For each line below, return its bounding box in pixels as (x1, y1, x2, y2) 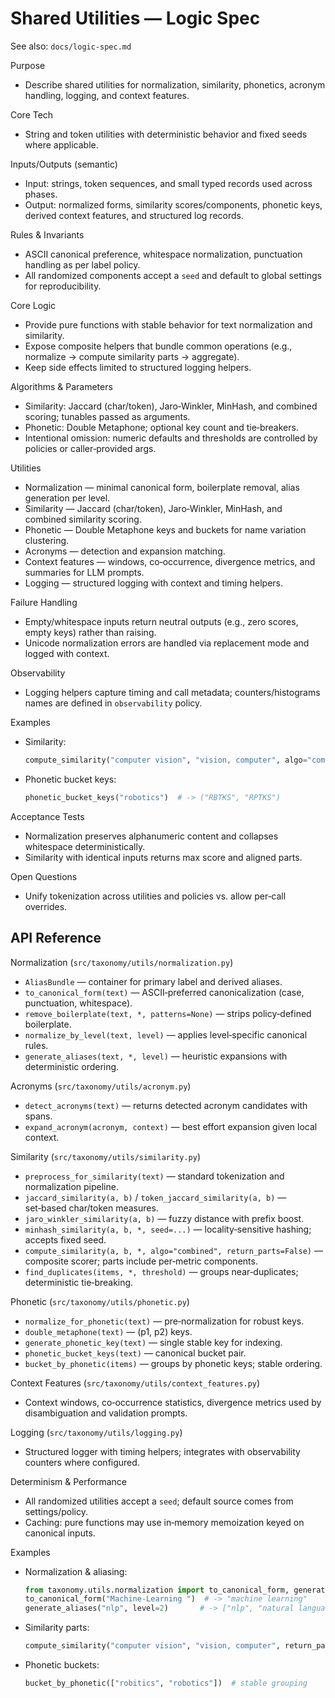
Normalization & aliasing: (24, 1565, 128, 1577)
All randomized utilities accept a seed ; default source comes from (24, 1495, 294, 1507)
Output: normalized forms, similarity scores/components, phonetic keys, (24, 198, 323, 211)
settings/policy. (24, 1505, 88, 1517)
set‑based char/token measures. (24, 1202, 159, 1214)
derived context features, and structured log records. (24, 209, 244, 221)
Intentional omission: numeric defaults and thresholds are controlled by (24, 432, 318, 444)
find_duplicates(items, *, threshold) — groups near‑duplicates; (24, 1265, 299, 1277)
